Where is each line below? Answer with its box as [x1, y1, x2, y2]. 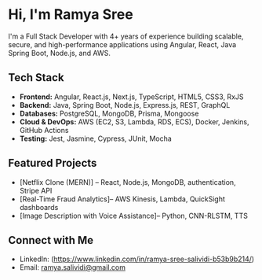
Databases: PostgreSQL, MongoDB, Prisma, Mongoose [19, 109, 199, 118]
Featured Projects [8, 157, 97, 170]
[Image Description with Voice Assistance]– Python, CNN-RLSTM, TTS [19, 211, 249, 220]
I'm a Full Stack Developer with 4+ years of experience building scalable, [8, 31, 244, 41]
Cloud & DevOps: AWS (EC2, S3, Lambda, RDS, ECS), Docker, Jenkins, [19, 116, 249, 127]
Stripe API [19, 186, 53, 195]
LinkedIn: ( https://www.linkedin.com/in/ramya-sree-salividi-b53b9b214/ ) [19, 254, 255, 264]
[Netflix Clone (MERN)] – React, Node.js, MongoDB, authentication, [19, 177, 237, 186]
